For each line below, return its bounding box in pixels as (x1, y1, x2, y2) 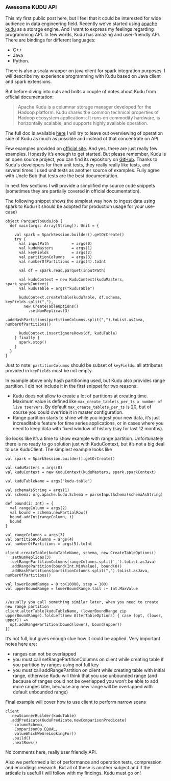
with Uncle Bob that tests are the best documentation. (5, 173, 119, 179)
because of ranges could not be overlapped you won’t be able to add (12, 678, 158, 684)
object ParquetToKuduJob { (5, 219, 63, 224)
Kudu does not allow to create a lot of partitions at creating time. (12, 393, 148, 399)
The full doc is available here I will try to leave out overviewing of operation (5, 130, 163, 136)
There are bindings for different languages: (5, 37, 96, 43)
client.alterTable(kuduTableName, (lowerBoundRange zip (5, 608, 127, 614)
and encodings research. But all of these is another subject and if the (5, 765, 151, 771)
